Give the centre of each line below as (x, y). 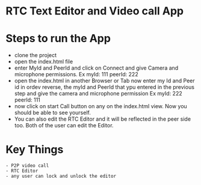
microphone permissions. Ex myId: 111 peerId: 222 (76, 74)
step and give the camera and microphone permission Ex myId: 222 (98, 94)
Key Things (35, 150)
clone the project (36, 55)
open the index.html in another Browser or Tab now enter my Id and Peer (104, 81)
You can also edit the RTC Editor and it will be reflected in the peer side (102, 119)
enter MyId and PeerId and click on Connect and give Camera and (96, 68)
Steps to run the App (58, 39)
